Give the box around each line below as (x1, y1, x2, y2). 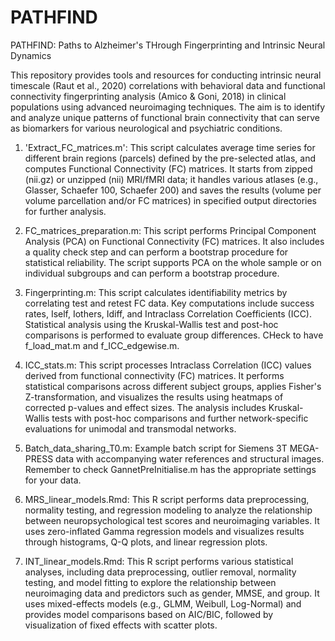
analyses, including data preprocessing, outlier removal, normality (24, 566, 297, 578)
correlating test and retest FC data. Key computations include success (24, 297, 315, 309)
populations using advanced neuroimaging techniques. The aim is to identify (10, 101, 326, 113)
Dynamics (10, 49, 52, 61)
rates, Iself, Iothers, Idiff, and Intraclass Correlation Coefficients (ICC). (24, 307, 313, 320)
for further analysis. (24, 205, 107, 217)
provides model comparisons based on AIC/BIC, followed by (24, 608, 274, 620)
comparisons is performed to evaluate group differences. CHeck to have (24, 329, 324, 341)
